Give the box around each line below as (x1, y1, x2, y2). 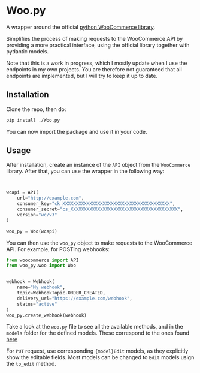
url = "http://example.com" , (17, 195, 84, 201)
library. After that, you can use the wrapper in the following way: (6, 167, 165, 175)
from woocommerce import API (6, 257, 79, 263)
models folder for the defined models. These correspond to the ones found (6, 329, 190, 336)
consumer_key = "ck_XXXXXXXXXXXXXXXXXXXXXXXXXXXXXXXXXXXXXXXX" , (17, 201, 175, 207)
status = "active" (17, 301, 58, 307)
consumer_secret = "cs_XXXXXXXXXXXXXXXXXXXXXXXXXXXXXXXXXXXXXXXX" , (17, 206, 184, 213)
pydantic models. (6, 47, 49, 55)
